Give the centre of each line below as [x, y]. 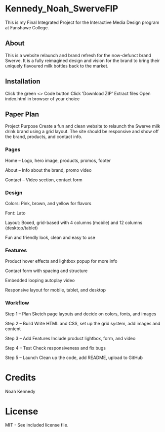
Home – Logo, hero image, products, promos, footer [58, 160]
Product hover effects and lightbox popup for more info [61, 261]
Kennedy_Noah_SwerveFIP [62, 9]
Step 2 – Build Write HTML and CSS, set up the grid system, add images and [83, 323]
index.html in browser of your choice [42, 99]
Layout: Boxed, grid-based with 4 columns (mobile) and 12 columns [74, 222]
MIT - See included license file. [37, 425]
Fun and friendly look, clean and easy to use [50, 237]
